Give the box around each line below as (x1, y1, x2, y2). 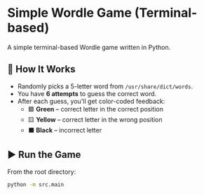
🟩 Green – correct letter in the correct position (27, 105, 163, 113)
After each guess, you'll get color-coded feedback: (17, 97, 165, 105)
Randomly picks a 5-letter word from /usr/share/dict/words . (17, 82, 193, 90)
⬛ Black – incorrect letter (27, 126, 102, 134)
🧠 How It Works (7, 63, 76, 75)
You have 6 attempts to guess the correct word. (17, 89, 157, 97)
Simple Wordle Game (7, 5, 132, 21)
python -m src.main (7, 181, 64, 188)
